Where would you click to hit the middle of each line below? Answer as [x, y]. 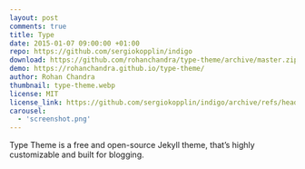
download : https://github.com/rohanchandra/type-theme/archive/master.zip [154, 60]
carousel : [28, 111]
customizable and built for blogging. [77, 154]
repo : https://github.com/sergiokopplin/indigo [101, 52]
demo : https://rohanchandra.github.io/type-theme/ [107, 69]
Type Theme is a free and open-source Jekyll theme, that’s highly [133, 145]
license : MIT [34, 94]
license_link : [36, 102]
